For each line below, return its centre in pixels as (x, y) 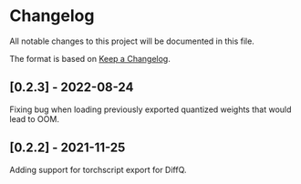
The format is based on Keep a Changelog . (90, 58)
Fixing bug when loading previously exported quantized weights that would (150, 109)
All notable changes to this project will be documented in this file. (132, 41)
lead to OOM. (34, 118)
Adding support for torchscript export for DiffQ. (98, 169)
